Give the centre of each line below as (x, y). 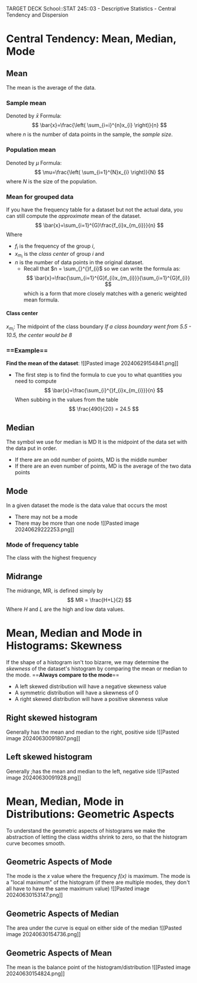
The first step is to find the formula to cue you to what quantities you (98, 375)
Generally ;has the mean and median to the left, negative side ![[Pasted (93, 771)
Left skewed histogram (49, 757)
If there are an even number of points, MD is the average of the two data (103, 466)
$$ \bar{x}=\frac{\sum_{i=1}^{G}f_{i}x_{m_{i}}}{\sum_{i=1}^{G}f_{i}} (108, 278)
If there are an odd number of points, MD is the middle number (91, 460)
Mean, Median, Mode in (65, 801)
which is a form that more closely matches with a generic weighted (105, 293)
